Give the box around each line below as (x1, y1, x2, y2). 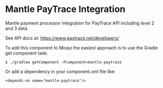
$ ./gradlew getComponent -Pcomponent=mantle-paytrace (5, 59, 122, 64)
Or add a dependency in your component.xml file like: (5, 68, 116, 74)
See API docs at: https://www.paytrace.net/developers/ (5, 35, 119, 41)
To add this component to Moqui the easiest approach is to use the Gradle (5, 44, 158, 50)
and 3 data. (5, 25, 29, 31)
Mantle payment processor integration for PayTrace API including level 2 (5, 20, 154, 26)
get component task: (5, 50, 48, 56)
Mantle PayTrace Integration (5, 3, 126, 15)
